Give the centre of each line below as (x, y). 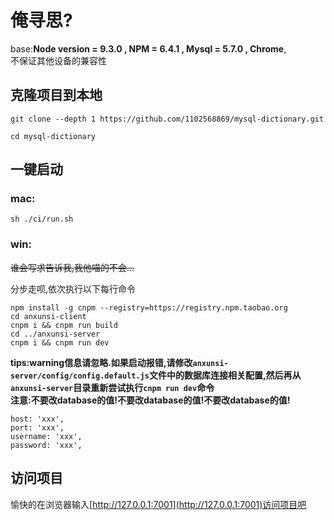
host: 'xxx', (37, 419)
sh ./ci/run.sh (42, 219)
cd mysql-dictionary (53, 136)
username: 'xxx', (46, 436)
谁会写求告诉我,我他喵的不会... (72, 267)
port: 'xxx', (37, 427)
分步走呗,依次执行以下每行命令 (73, 288)
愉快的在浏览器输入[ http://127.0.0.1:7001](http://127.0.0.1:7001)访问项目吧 (158, 504)
